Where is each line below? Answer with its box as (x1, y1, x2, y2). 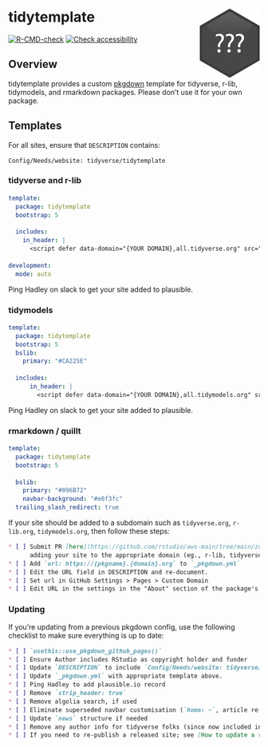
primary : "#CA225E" (22, 357, 88, 365)
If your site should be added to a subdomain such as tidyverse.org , (8, 518, 231, 527)
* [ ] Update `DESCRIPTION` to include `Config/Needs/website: (8, 664, 223, 672)
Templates (8, 119, 62, 133)
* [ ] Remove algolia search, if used (8, 697, 137, 705)
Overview (8, 58, 58, 71)
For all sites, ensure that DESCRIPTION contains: (8, 140, 161, 149)
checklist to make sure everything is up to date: (8, 630, 164, 640)
